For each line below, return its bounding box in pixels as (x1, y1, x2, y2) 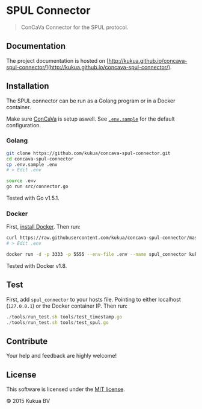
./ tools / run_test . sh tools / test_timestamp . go (6, 314, 122, 320)
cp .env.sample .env (6, 161, 58, 168)
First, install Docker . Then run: (6, 223, 81, 230)
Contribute (6, 336, 48, 346)
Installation (6, 81, 49, 91)
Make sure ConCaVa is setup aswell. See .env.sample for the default (6, 115, 176, 122)
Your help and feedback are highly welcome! (6, 352, 117, 360)
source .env (6, 178, 36, 184)
